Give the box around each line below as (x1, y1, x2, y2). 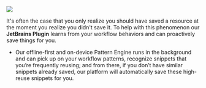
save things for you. (6, 37, 56, 44)
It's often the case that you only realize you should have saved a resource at (6, 17, 199, 24)
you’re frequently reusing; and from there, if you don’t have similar (15, 62, 183, 68)
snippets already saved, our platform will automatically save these (15, 68, 182, 75)
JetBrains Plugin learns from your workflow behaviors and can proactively (6, 31, 195, 37)
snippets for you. (31, 75, 74, 82)
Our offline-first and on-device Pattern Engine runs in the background (15, 49, 192, 56)
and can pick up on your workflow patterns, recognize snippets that (15, 55, 187, 62)
